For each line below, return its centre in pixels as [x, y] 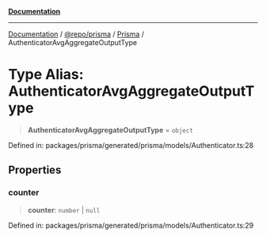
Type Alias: [46, 75]
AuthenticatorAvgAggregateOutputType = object [110, 130]
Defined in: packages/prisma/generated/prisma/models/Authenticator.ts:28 [131, 145]
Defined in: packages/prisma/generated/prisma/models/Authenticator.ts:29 [131, 225]
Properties [35, 170]
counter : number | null [64, 210]
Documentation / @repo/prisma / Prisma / [76, 34]
